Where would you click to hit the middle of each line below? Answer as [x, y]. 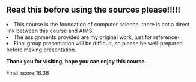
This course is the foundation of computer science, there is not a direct [102, 24]
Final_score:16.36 [28, 73]
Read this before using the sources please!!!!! [93, 10]
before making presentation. [41, 50]
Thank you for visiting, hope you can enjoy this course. [76, 61]
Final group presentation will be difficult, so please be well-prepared [99, 43]
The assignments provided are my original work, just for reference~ [98, 37]
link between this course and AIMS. [50, 31]
